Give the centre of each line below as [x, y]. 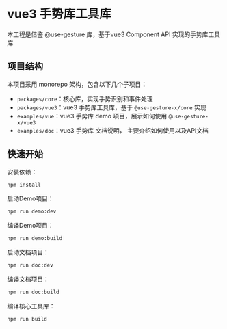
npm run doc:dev [30, 265]
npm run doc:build [33, 292]
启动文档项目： [28, 252]
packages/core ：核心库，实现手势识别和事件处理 [85, 98]
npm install [24, 185]
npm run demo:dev [32, 212]
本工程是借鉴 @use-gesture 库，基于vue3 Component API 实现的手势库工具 [114, 34]
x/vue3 [26, 123]
